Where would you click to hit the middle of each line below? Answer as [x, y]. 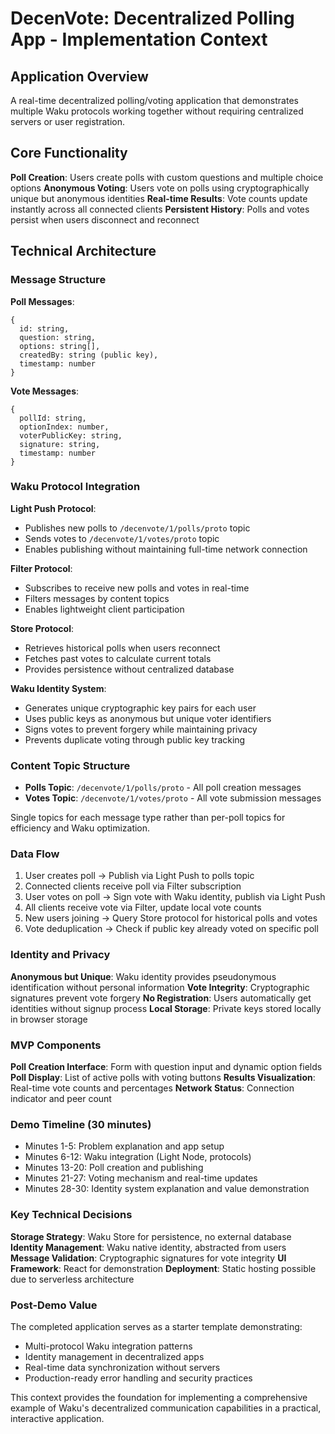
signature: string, [60, 444]
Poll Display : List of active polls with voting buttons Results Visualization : [163, 1077]
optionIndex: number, [64, 427]
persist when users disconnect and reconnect [105, 219]
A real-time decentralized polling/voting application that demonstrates [154, 100]
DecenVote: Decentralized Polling [152, 18]
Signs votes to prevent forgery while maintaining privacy [141, 729]
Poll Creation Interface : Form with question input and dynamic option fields [166, 1066]
